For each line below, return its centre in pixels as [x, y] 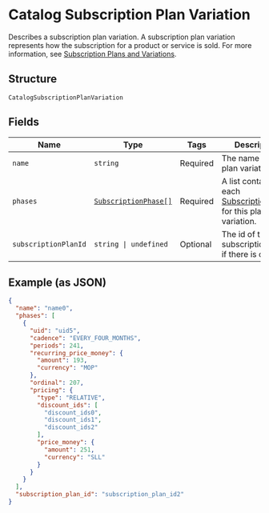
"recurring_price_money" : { [76, 353]
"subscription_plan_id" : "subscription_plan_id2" [100, 495]
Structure [33, 79]
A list [231, 181]
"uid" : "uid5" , [55, 331]
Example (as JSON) [57, 282]
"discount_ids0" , [73, 413]
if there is [239, 254]
